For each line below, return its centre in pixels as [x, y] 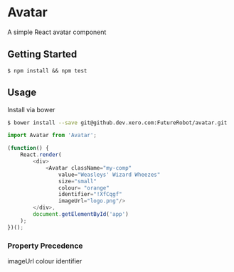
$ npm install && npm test [47, 71]
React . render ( [41, 155]
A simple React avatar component [57, 32]
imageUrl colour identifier [45, 261]
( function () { [28, 148]
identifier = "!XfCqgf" [90, 195]
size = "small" [78, 181]
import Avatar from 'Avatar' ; [52, 136]
